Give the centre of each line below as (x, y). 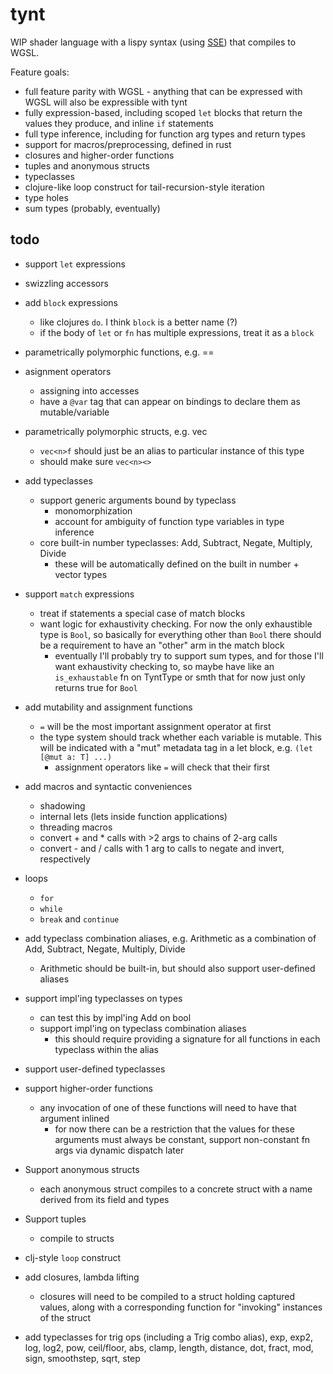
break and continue (79, 919)
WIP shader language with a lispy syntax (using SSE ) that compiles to (153, 42)
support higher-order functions (88, 1088)
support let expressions (75, 264)
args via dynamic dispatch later (119, 1150)
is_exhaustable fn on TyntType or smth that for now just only (180, 677)
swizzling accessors (66, 283)
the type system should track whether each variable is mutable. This (180, 737)
